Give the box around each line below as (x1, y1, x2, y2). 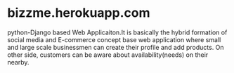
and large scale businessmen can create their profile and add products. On (7, 43, 224, 51)
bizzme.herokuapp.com (7, 5, 150, 21)
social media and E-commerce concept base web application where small (7, 35, 221, 44)
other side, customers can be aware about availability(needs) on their (7, 51, 209, 59)
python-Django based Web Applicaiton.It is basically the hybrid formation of (7, 28, 228, 36)
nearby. (7, 58, 30, 66)
